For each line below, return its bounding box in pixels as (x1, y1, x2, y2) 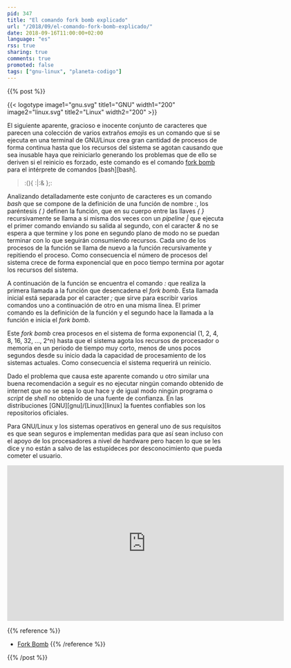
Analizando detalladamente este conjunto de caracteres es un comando (7, 192, 212, 201)
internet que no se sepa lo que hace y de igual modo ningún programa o (7, 387, 213, 395)
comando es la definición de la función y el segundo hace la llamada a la (7, 308, 214, 317)
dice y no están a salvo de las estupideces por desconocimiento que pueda (7, 444, 223, 452)
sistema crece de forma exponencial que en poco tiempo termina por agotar (7, 258, 225, 266)
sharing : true (7, 49, 48, 56)
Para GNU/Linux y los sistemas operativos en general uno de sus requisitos (7, 422, 221, 430)
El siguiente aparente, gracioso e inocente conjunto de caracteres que (7, 121, 207, 129)
